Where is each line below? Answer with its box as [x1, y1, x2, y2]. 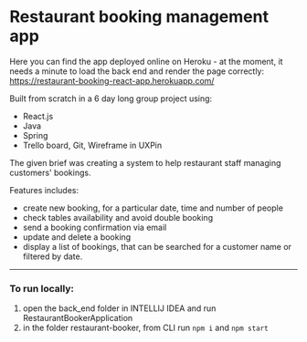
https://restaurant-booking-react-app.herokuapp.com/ [9, 75, 215, 86]
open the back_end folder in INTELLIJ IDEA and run [22, 303, 217, 314]
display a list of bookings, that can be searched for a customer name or [22, 241, 292, 252]
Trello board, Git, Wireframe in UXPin [22, 140, 163, 150]
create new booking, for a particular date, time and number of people [22, 202, 283, 213]
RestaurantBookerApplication [22, 313, 133, 324]
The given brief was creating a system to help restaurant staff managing [9, 157, 281, 168]
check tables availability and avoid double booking [22, 212, 213, 223]
